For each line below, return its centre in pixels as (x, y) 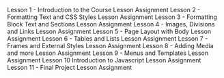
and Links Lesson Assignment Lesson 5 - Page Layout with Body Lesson (109, 31)
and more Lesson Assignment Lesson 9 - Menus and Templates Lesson (108, 53)
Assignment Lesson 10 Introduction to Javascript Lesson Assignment (104, 60)
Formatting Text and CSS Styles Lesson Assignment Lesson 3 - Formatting (112, 17)
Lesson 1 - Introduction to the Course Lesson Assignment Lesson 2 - (104, 10)
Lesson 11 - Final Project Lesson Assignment (70, 67)
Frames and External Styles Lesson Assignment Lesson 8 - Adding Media (110, 46)
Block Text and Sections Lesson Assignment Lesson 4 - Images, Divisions (111, 24)
